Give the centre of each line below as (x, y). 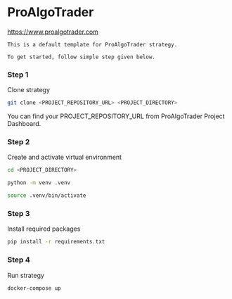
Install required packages (44, 229)
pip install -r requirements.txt (56, 242)
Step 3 (19, 213)
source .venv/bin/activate (47, 196)
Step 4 (19, 260)
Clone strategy (29, 90)
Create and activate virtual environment (64, 157)
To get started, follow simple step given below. (82, 57)
